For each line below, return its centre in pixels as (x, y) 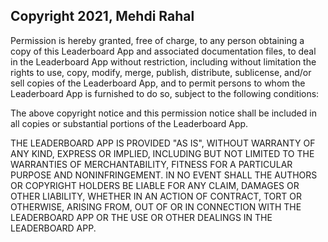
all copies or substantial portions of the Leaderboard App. (129, 123)
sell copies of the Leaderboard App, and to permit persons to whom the (158, 83)
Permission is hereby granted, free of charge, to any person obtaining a (157, 40)
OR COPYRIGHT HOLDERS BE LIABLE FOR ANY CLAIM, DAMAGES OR (155, 185)
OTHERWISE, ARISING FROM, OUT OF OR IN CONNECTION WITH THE (156, 206)
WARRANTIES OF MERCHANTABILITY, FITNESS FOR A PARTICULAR (151, 164)
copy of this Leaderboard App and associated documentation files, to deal (163, 51)
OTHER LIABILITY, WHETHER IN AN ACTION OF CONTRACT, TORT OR (156, 196)
